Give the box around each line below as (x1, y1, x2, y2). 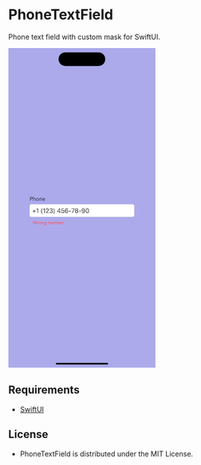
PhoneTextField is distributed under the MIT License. (19, 449, 194, 459)
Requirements (8, 384, 80, 397)
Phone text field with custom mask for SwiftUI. (8, 32, 161, 42)
